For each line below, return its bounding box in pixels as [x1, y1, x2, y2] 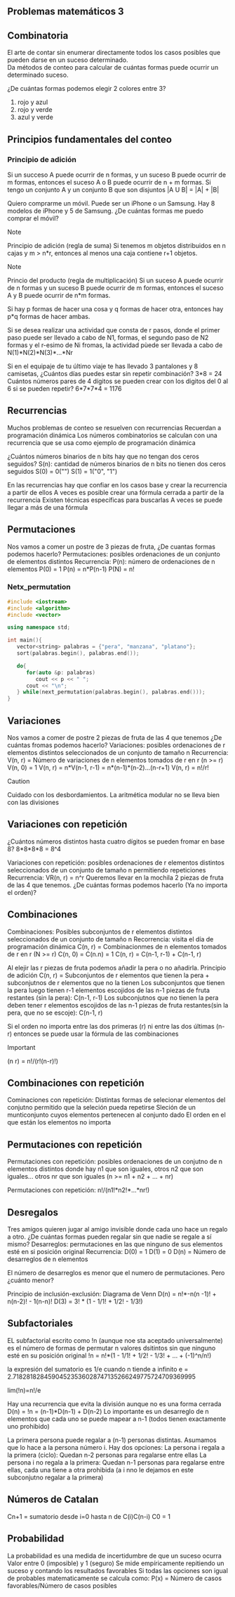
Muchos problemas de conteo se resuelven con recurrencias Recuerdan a [7, 423, 222, 432]
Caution [7, 777, 30, 785]
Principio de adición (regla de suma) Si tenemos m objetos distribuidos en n [7, 241, 226, 249]
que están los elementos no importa [7, 1118, 112, 1127]
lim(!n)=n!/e [7, 1386, 41, 1394]
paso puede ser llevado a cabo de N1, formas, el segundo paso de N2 [7, 333, 209, 342]
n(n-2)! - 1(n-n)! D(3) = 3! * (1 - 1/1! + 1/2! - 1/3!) [7, 1297, 143, 1305]
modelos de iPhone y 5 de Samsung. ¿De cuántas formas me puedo [7, 206, 203, 215]
